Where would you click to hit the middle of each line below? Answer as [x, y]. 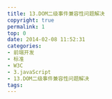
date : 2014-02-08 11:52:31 [46, 40]
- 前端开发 [21, 53]
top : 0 [17, 33]
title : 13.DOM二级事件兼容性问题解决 [56, 14]
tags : [15, 85]
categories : [24, 46]
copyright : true [31, 20]
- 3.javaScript [29, 72]
